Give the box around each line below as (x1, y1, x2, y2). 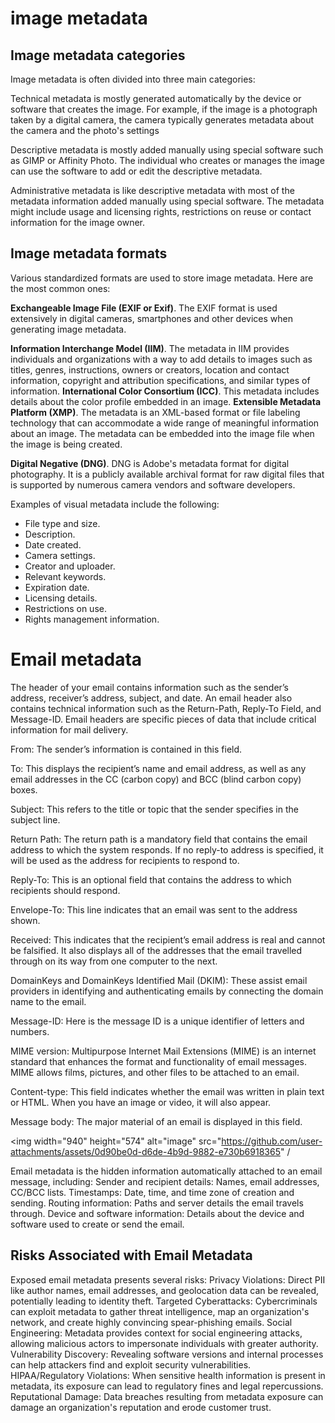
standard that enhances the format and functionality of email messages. (10, 1055, 308, 1067)
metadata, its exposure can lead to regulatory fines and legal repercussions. (10, 1380, 324, 1392)
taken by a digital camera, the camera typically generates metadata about (10, 114, 314, 126)
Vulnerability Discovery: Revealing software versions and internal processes (10, 1348, 324, 1360)
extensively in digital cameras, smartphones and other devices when (10, 312, 293, 324)
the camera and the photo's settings (10, 125, 160, 136)
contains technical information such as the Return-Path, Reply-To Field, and (10, 702, 322, 714)
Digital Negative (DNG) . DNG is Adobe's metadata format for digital (10, 457, 290, 469)
